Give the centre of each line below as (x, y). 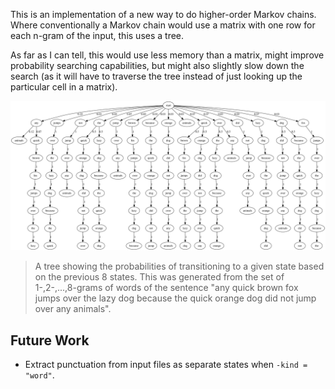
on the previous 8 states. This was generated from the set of (159, 277)
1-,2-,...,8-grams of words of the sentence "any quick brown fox (166, 288)
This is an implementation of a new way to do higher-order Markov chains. (163, 14)
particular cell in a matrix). (64, 87)
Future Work (50, 340)
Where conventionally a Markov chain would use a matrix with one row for (163, 25)
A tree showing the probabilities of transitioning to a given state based (179, 266)
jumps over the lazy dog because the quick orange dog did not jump (175, 298)
